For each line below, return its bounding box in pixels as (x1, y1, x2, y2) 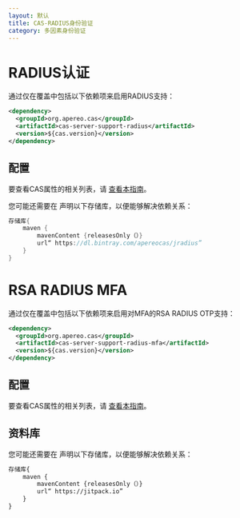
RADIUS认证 (8, 63, 90, 82)
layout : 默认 (8, 11, 50, 20)
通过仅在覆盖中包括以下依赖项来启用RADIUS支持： (8, 91, 174, 101)
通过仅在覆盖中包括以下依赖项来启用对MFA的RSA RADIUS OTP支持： (8, 309, 236, 318)
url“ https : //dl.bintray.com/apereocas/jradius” (37, 239, 202, 248)
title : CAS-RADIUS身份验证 (8, 19, 94, 27)
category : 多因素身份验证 (8, 26, 86, 34)
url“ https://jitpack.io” (37, 488, 124, 496)
